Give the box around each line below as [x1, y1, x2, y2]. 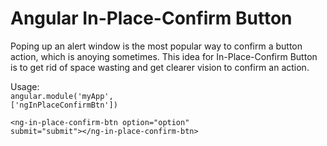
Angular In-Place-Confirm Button [10, 7, 293, 30]
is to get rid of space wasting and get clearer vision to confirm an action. [10, 61, 310, 73]
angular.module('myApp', [10, 91, 114, 101]
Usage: [10, 80, 40, 92]
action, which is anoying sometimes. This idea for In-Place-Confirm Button [10, 50, 318, 62]
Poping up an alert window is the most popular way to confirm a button [10, 40, 303, 52]
